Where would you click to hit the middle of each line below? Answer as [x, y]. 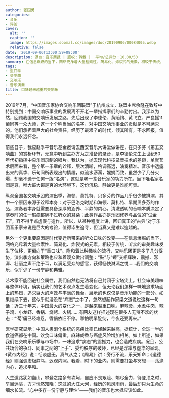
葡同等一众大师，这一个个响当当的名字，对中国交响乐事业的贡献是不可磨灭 [82, 124]
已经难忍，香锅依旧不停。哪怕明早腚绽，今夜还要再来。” [84, 318]
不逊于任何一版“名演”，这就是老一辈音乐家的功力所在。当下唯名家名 [93, 179]
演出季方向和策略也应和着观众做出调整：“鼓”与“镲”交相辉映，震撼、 [84, 257]
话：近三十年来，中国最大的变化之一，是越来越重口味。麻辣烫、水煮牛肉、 [82, 306]
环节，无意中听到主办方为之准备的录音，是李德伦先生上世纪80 [96, 153]
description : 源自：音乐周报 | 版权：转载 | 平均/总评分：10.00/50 [72, 57]
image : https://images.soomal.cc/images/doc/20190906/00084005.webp [83, 43]
